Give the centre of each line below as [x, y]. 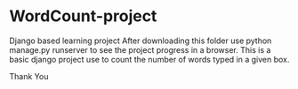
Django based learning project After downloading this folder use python [141, 41]
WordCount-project [83, 16]
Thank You [29, 76]
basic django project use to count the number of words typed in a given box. [149, 59]
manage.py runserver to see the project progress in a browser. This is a [140, 49]
